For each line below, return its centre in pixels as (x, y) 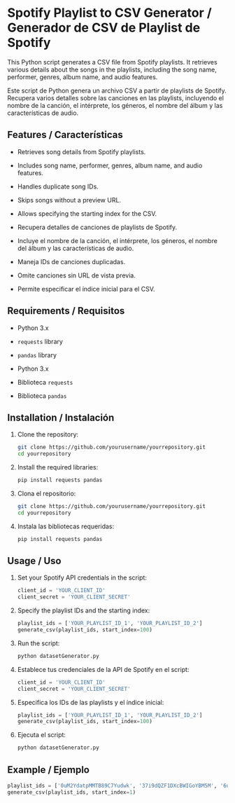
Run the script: (38, 643)
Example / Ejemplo (48, 770)
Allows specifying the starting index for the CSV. (87, 213)
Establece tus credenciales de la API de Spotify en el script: (103, 669)
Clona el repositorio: (47, 493)
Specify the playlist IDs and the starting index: (84, 610)
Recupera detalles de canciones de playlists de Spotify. (97, 227)
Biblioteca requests (45, 382)
